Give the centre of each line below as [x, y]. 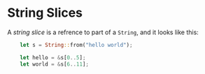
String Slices [45, 13]
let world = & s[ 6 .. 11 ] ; [55, 64]
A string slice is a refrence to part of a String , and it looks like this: [103, 32]
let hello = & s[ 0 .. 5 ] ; [53, 57]
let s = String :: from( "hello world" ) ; [76, 45]
